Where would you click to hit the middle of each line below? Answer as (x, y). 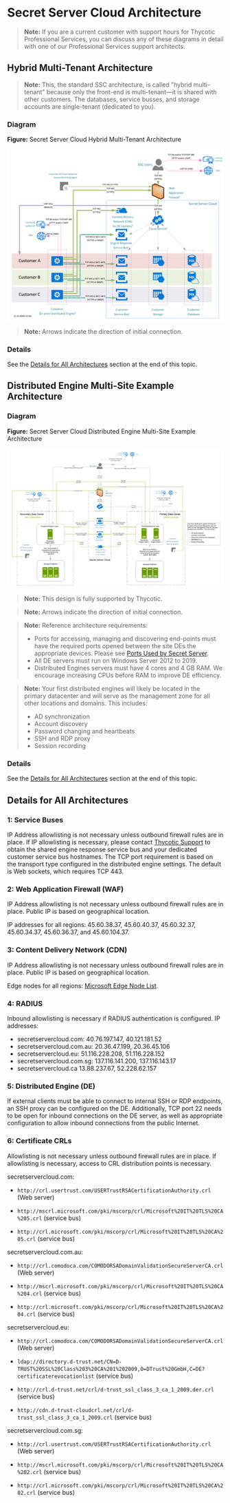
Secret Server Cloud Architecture (104, 13)
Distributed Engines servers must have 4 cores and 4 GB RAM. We (128, 668)
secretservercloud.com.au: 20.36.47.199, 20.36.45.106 (93, 1046)
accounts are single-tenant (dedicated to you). (90, 106)
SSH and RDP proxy (62, 738)
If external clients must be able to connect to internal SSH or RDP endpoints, (115, 1101)
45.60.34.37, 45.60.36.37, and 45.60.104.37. (68, 932)
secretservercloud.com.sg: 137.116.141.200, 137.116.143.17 (96, 1060)
